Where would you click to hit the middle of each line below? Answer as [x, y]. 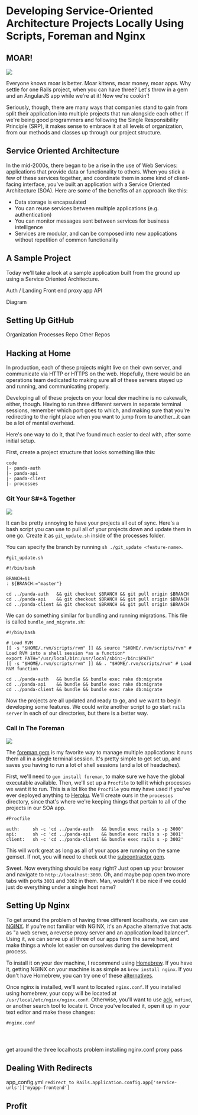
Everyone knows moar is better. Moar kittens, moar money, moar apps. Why [98, 83]
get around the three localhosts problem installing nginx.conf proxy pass [95, 1049]
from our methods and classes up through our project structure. [84, 132]
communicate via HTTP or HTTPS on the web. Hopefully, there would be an [98, 374]
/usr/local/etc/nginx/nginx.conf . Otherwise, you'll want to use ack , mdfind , [99, 1000]
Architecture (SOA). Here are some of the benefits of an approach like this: [97, 190]
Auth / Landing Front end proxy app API [54, 290]
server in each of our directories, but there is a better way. [77, 713]
